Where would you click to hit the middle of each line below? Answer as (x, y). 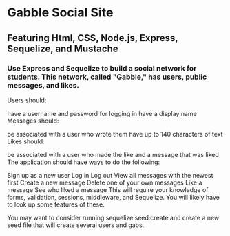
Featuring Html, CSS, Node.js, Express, (93, 38)
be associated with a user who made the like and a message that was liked (113, 154)
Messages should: (33, 121)
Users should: (27, 100)
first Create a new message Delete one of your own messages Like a (105, 182)
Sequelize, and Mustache (63, 48)
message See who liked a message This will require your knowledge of (108, 189)
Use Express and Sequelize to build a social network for (102, 68)
